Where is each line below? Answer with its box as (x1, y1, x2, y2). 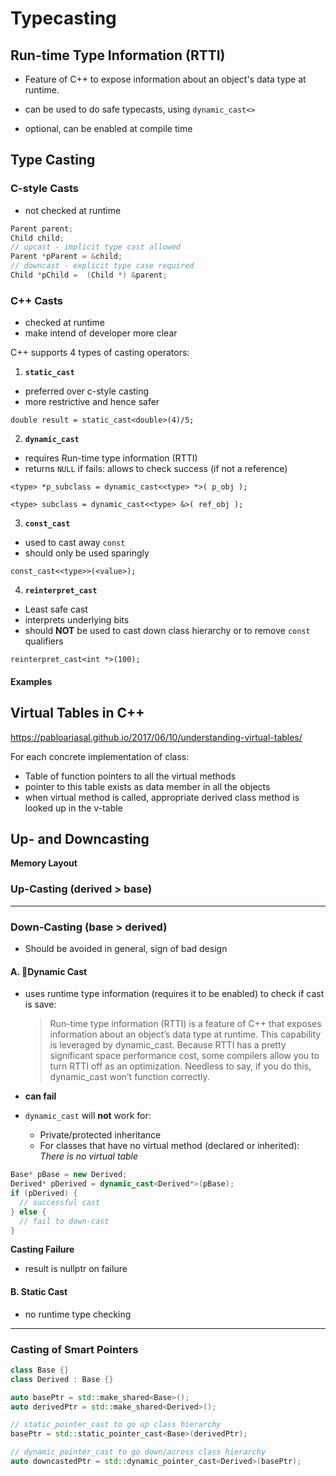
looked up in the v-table (24, 802, 123, 814)
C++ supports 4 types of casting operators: (10, 347, 190, 359)
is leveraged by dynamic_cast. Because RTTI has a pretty (49, 1039, 287, 1051)
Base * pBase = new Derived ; (10, 1170, 128, 1180)
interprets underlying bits (24, 614, 130, 626)
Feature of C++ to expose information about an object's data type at (24, 73, 307, 85)
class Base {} (10, 1365, 70, 1375)
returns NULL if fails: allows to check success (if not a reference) (24, 463, 288, 475)
